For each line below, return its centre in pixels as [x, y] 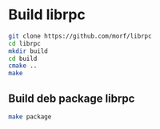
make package [30, 117]
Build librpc [47, 15]
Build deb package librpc [72, 98]
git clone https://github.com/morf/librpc [80, 36]
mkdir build [28, 51]
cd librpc [25, 43]
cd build [23, 58]
